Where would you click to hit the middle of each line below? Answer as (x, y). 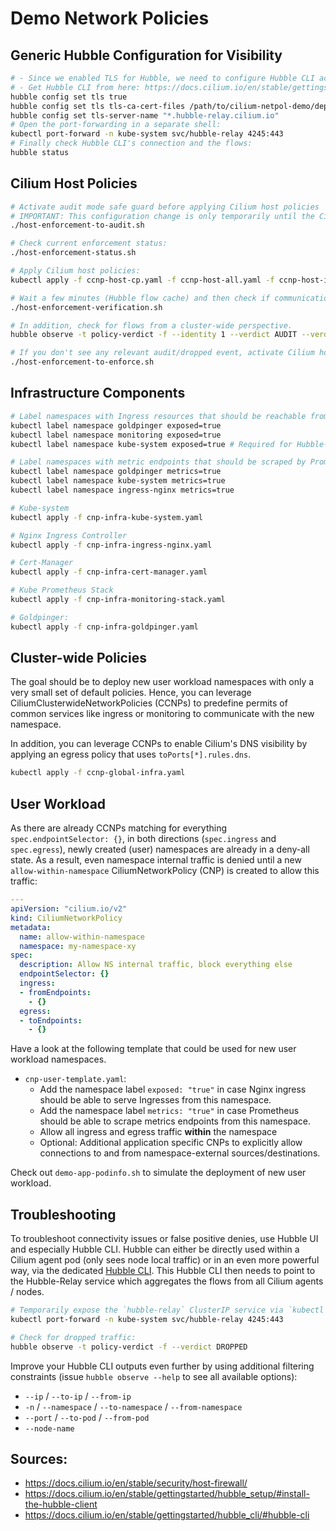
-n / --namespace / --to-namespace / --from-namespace (133, 1406)
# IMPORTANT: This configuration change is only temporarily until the (162, 216)
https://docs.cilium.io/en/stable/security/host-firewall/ (136, 1483)
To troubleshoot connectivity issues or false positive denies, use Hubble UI (164, 1239)
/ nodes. (27, 1292)
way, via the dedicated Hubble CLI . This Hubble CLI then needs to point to (163, 1271)
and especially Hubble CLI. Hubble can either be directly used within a (155, 1249)
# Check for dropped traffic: (73, 1337)
